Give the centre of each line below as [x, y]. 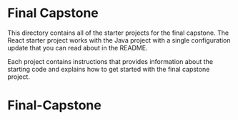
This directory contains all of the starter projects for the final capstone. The [118, 33]
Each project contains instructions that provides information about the [110, 61]
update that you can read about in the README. [78, 48]
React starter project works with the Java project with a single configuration [119, 40]
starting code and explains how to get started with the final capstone [109, 69]
